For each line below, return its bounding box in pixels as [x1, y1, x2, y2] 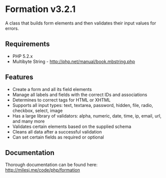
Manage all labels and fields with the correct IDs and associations [12, 91, 148, 97]
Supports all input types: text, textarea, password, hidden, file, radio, [12, 102, 154, 108]
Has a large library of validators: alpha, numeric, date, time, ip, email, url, [12, 112, 162, 118]
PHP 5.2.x [12, 53, 33, 59]
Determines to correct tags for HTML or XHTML [12, 96, 111, 103]
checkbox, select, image [12, 107, 63, 113]
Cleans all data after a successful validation [12, 128, 102, 134]
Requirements [5, 40, 50, 48]
